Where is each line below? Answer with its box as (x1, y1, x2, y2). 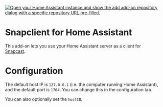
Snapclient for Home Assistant (5, 27, 132, 38)
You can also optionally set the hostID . (5, 96, 83, 102)
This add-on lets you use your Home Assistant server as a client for (5, 43, 141, 49)
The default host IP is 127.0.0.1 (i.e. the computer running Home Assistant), (5, 81, 158, 87)
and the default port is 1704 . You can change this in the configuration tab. (5, 86, 153, 92)
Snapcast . (5, 48, 25, 54)
